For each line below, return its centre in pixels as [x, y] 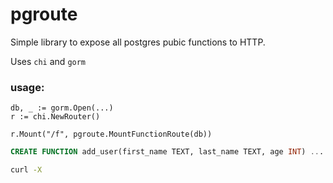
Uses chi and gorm [48, 61]
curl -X [26, 170]
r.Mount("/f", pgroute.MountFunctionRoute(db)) [111, 134]
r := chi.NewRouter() [55, 117]
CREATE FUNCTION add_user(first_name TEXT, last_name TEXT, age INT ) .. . [167, 152]
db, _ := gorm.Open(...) [62, 108]
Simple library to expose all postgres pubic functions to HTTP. [138, 42]
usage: [27, 87]
